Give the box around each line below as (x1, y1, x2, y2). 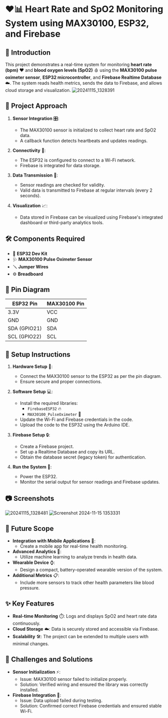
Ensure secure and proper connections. (20, 379, 102, 385)
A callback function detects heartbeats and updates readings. (20, 137, 148, 143)
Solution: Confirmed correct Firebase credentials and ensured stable (20, 702, 162, 708)
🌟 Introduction (5, 48, 51, 57)
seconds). (20, 192, 41, 198)
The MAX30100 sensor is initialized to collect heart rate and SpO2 (20, 127, 156, 133)
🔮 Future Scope (5, 524, 54, 533)
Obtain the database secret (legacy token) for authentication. (20, 454, 146, 460)
